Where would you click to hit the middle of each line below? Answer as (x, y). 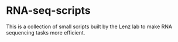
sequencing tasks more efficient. (46, 32)
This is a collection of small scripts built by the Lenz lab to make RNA (89, 26)
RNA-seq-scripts (48, 11)
